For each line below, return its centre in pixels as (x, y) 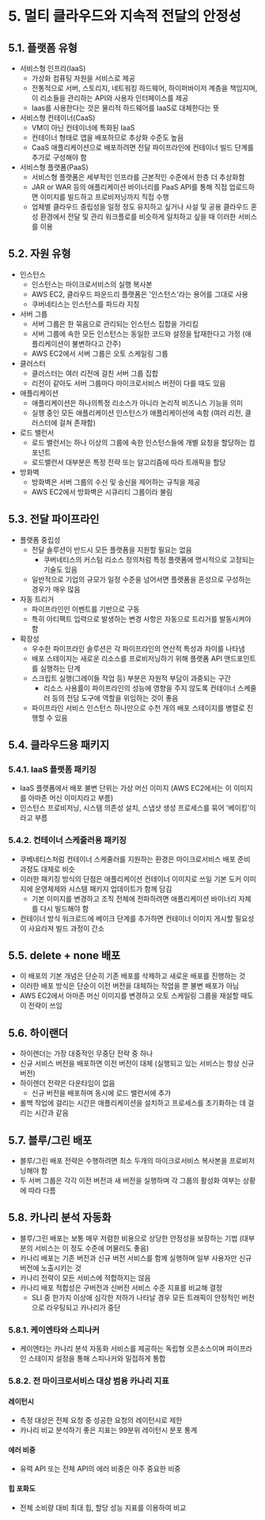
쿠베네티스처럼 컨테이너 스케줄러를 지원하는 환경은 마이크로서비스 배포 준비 (135, 859)
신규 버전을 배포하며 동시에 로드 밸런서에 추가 (101, 1093)
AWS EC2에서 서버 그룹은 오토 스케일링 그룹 (100, 354)
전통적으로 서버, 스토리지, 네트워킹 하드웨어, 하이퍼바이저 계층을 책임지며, (144, 88)
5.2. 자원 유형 (40, 254)
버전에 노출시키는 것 (50, 1268)
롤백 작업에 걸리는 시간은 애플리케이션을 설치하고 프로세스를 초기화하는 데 (133, 1103)
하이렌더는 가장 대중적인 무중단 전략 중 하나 (86, 1053)
